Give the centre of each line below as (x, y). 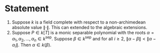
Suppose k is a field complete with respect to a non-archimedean (79, 22)
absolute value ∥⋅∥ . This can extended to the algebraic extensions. (80, 27)
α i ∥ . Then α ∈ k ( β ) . (32, 46)
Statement (27, 9)
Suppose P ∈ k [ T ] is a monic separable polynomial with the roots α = (83, 32)
